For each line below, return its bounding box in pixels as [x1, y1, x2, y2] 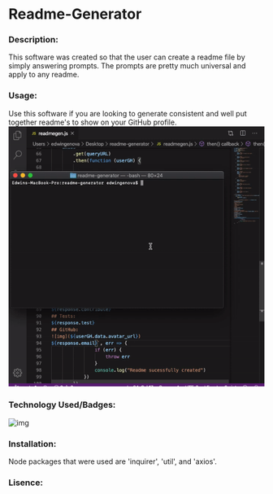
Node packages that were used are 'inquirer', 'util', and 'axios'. [8, 457, 217, 466]
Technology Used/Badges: [8, 400, 116, 411]
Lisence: [8, 477, 43, 488]
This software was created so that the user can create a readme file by [8, 52, 245, 62]
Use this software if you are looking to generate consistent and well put [8, 108, 247, 118]
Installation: [8, 438, 57, 449]
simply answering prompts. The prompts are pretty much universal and [8, 61, 246, 71]
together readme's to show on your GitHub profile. [8, 117, 177, 127]
